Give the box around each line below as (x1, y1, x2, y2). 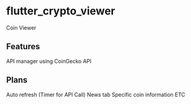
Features (6, 41, 40, 52)
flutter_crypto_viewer (6, 4, 116, 18)
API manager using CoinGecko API (6, 57, 92, 64)
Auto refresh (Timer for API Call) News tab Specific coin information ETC (6, 91, 186, 98)
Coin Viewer (6, 24, 37, 31)
